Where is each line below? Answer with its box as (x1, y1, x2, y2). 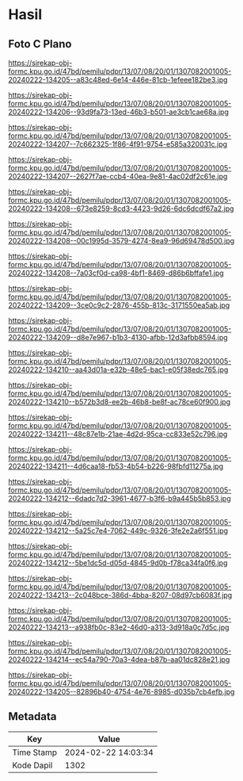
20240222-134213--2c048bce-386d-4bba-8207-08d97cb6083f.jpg (8, 591, 233, 599)
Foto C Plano (8, 37, 72, 51)
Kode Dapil (12, 760, 53, 771)
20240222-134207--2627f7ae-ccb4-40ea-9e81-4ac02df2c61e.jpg (8, 172, 228, 181)
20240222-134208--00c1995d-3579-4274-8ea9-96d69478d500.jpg (8, 236, 235, 245)
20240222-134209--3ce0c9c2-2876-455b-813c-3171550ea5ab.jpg (8, 301, 230, 310)
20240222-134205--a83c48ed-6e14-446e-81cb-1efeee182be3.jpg (8, 75, 228, 84)
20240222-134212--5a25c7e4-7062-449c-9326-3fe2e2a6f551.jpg (8, 526, 228, 535)
